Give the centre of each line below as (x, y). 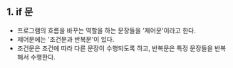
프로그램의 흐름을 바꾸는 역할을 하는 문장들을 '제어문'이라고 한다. (107, 30)
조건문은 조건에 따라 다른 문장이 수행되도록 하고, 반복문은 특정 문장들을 (115, 48)
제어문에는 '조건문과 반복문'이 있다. (66, 39)
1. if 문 (20, 12)
